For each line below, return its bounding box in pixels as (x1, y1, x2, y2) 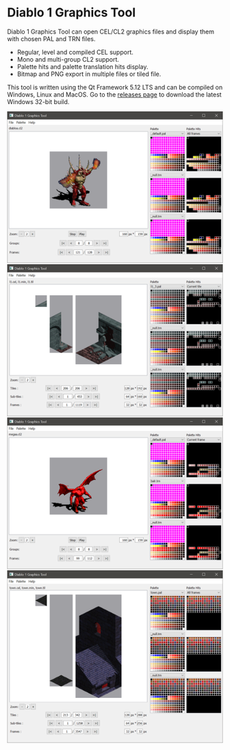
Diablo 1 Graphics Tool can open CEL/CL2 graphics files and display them (7, 27, 214, 36)
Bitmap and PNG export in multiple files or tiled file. (16, 70, 162, 78)
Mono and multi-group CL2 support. (16, 55, 120, 63)
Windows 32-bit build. (7, 97, 70, 105)
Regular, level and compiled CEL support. (16, 48, 133, 56)
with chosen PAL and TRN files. (7, 34, 96, 42)
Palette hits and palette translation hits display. (16, 62, 149, 71)
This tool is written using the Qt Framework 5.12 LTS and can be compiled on (7, 83, 223, 91)
